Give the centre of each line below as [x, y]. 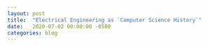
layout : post [26, 13]
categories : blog [33, 33]
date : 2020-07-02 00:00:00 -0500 [59, 26]
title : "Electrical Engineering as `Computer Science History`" [104, 20]
